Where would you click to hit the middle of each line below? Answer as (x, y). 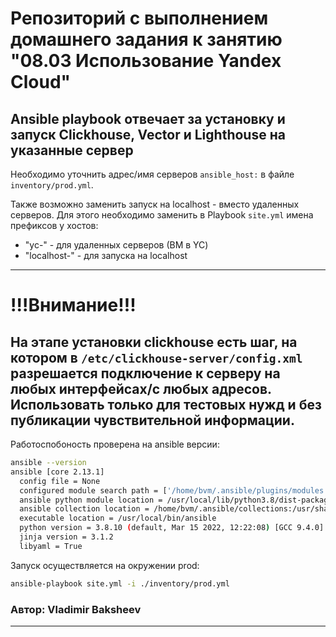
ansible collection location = (84, 509)
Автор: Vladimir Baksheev (76, 609)
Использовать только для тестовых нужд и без (166, 404)
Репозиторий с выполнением (139, 18)
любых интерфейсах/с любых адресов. (141, 388)
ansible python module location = (91, 500)
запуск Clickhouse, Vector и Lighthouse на (148, 134)
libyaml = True (51, 546)
